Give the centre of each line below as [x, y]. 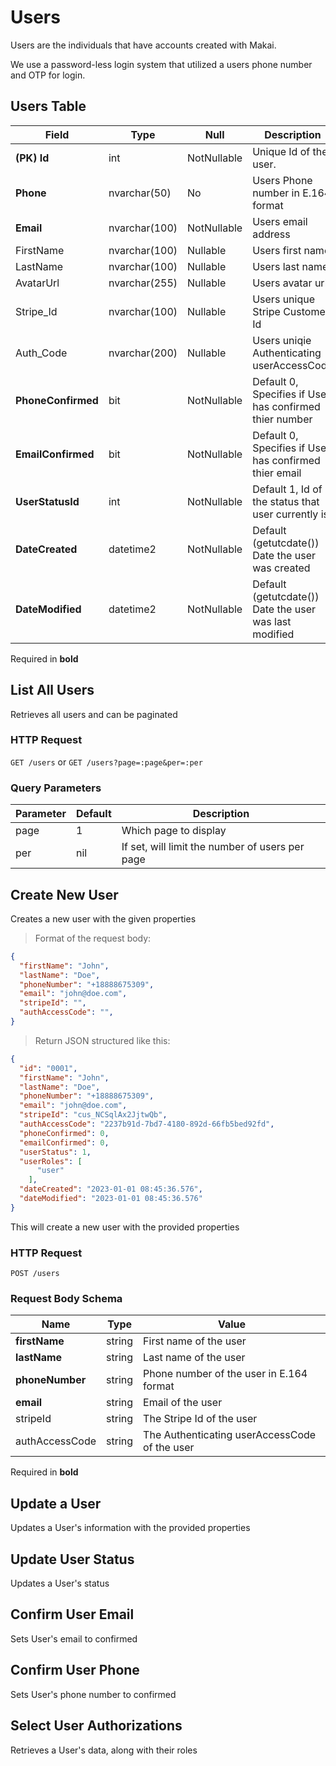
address [271, 234]
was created [281, 568]
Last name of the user [194, 1358]
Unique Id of [281, 151]
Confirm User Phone [75, 1670]
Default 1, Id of [287, 489]
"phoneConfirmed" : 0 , [64, 1133]
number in [276, 193]
